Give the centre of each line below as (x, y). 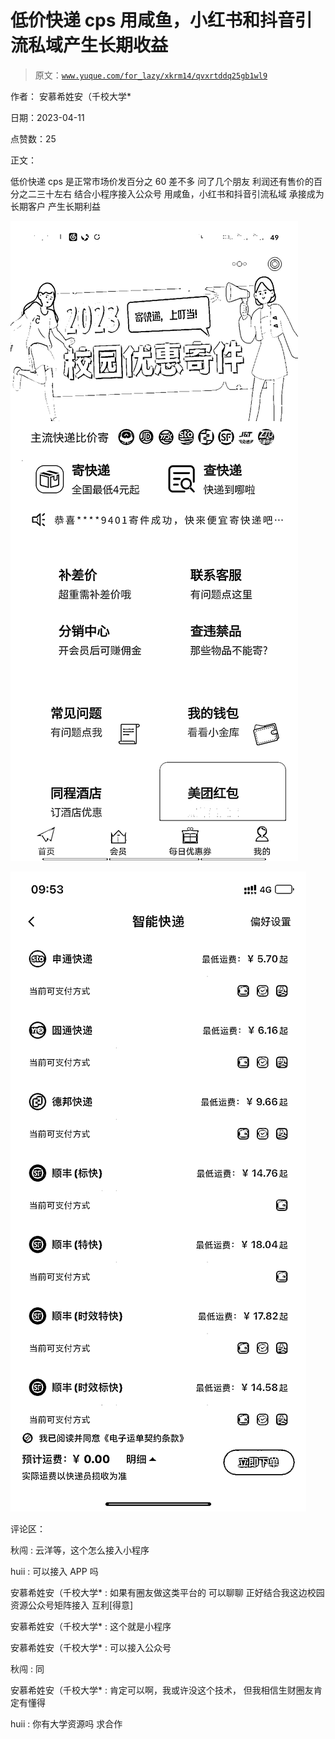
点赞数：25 (33, 138)
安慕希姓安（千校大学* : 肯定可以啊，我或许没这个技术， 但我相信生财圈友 (162, 1690)
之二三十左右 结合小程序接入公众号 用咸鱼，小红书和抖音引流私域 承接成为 (171, 193)
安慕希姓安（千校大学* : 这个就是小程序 (91, 1626)
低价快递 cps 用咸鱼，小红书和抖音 (153, 20)
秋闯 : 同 (27, 1668)
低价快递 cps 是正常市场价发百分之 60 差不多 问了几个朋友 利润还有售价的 (162, 181)
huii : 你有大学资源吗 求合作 (66, 1723)
